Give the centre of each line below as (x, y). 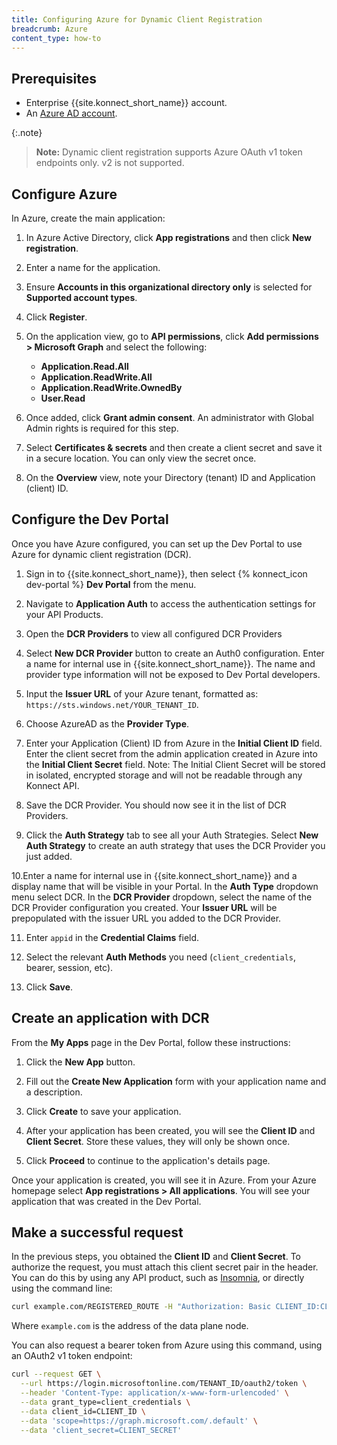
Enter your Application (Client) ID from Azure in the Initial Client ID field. (174, 743)
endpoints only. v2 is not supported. (110, 163)
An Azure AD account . (71, 113)
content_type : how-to (56, 38)
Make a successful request (97, 1232)
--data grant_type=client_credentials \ (105, 1402)
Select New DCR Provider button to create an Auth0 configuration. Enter (175, 653)
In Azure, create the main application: (88, 218)
